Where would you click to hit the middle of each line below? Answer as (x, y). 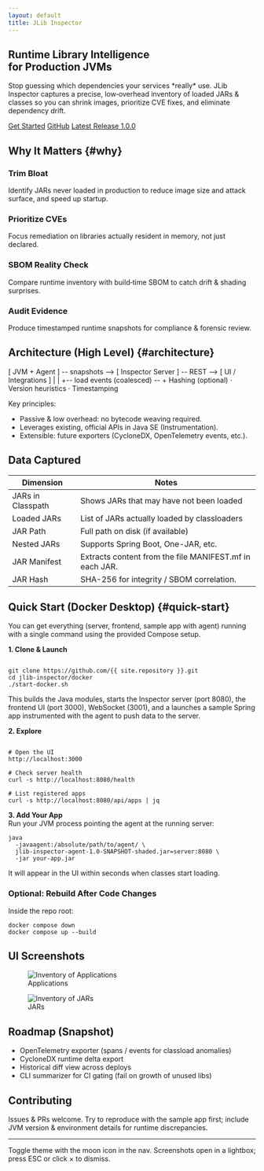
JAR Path (29, 531)
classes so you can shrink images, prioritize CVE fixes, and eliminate (119, 102)
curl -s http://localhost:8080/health (71, 780)
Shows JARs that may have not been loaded (161, 500)
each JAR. (99, 566)
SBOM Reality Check (48, 265)
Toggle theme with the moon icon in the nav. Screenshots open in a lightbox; (132, 1151)
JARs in (26, 495)
